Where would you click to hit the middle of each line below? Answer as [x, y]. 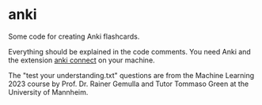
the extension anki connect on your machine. [82, 60]
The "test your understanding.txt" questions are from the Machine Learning [131, 75]
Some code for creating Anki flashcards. [74, 36]
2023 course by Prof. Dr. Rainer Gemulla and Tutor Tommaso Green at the [129, 84]
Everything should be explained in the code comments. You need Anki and [129, 51]
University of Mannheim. [48, 92]
